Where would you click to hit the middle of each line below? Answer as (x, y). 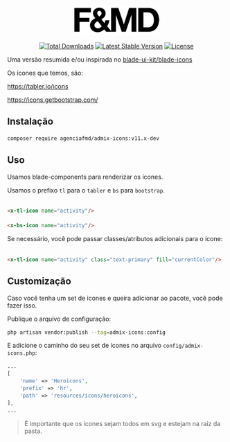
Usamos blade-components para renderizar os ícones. (85, 177)
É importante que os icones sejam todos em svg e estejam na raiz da (122, 423)
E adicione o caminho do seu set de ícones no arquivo (84, 346)
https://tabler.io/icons (38, 86)
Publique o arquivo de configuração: (59, 319)
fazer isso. (22, 305)
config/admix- (183, 346)
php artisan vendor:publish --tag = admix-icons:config (87, 332)
